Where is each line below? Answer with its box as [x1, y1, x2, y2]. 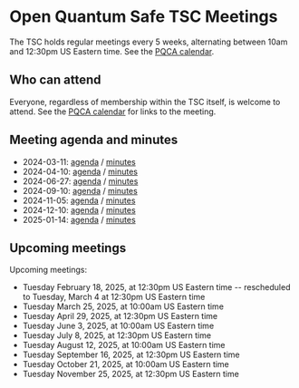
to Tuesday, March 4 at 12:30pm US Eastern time [22, 292, 206, 303]
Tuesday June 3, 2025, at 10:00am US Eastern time [22, 320, 215, 332]
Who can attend [9, 73, 101, 88]
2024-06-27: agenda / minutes [22, 175, 139, 187]
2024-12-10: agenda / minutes [22, 204, 136, 215]
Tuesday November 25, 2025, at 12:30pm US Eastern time [22, 369, 240, 380]
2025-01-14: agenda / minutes [22, 214, 136, 225]
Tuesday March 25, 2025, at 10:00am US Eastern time [22, 301, 225, 312]
